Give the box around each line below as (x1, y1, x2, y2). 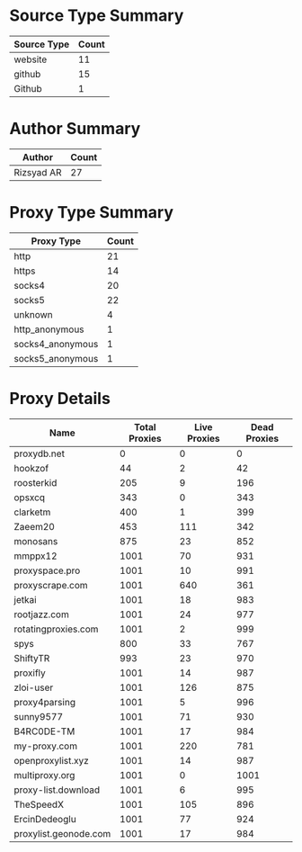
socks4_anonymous (13, 337, 99, 350)
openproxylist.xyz (13, 754, 90, 767)
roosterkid (13, 476, 58, 489)
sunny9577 (13, 710, 64, 722)
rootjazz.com (13, 608, 69, 621)
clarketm (13, 506, 51, 518)
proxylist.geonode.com (13, 827, 111, 839)
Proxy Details (9, 389, 111, 408)
